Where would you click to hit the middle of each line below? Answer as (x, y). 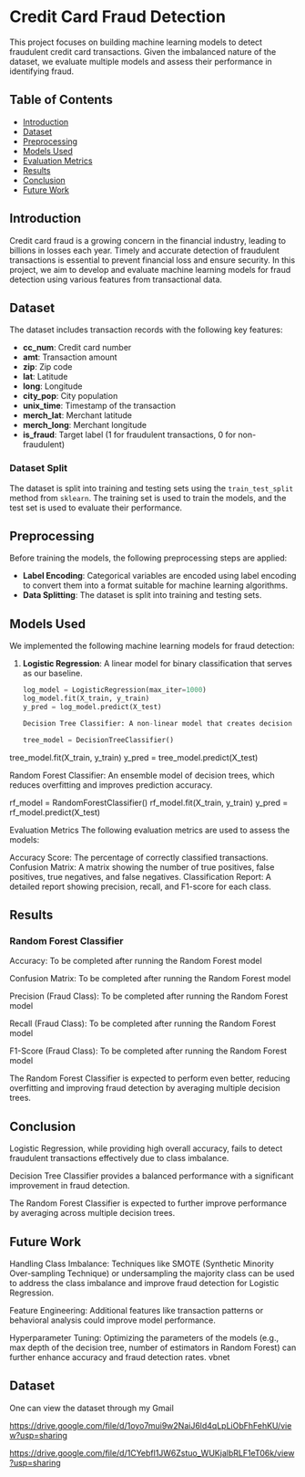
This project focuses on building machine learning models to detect (136, 42)
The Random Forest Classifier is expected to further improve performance (148, 1203)
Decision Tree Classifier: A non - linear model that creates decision (158, 723)
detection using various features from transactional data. (116, 279)
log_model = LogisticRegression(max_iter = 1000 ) (114, 690)
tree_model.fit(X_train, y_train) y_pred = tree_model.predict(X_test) (134, 757)
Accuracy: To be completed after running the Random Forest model (136, 961)
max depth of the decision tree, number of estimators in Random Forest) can (153, 1347)
